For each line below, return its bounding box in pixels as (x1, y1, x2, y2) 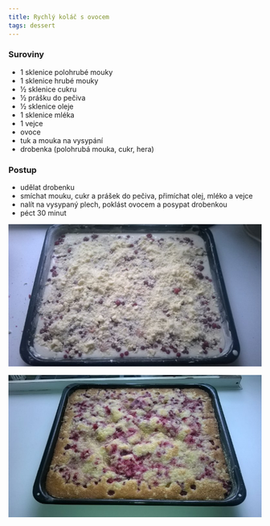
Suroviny (8, 49, 44, 60)
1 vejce (19, 118, 43, 128)
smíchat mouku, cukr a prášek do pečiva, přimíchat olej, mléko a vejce (19, 191, 253, 201)
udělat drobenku (19, 183, 75, 192)
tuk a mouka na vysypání (19, 135, 103, 145)
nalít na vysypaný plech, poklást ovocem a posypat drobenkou (19, 199, 227, 209)
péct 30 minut (19, 208, 67, 218)
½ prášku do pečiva (19, 92, 86, 102)
